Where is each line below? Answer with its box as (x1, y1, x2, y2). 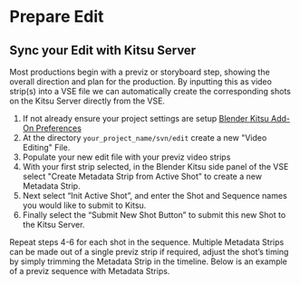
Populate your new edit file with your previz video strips (22, 152, 231, 162)
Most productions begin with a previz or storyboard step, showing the (9, 66, 270, 77)
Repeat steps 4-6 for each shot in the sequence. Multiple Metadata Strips (9, 237, 285, 247)
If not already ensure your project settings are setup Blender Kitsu (22, 113, 269, 123)
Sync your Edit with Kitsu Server (9, 43, 197, 58)
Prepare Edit (9, 6, 104, 27)
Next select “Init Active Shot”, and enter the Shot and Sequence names (22, 191, 287, 201)
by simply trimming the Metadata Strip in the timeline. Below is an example (9, 256, 288, 267)
